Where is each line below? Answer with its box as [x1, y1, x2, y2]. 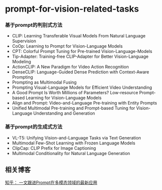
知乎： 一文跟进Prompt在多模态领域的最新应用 [5, 179, 97, 185]
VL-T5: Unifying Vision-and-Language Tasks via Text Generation [12, 135, 142, 140]
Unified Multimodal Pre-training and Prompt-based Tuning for [12, 105, 135, 111]
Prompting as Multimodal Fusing [12, 79, 77, 86]
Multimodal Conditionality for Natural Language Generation [12, 150, 130, 156]
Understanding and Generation [33, 110, 96, 116]
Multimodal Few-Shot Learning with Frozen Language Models [12, 140, 136, 146]
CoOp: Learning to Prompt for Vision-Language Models [12, 43, 123, 49]
